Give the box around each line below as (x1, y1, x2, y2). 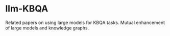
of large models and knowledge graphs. (5, 24, 89, 30)
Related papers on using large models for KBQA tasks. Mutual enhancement (5, 19, 165, 25)
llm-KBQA (5, 3, 48, 14)
